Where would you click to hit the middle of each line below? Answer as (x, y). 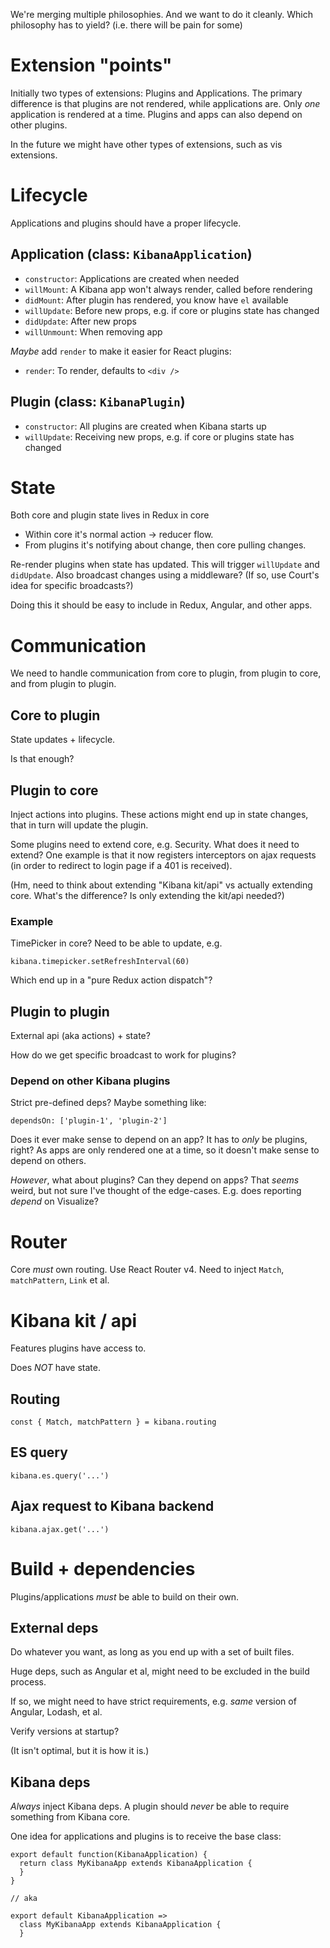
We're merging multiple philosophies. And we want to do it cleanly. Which (162, 14)
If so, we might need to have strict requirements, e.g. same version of (153, 1701)
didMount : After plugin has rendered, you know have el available (156, 300)
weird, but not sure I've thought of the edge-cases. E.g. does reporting (156, 1191)
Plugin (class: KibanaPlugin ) (98, 402)
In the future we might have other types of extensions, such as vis (146, 144)
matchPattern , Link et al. (60, 1280)
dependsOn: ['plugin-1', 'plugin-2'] (89, 1121)
